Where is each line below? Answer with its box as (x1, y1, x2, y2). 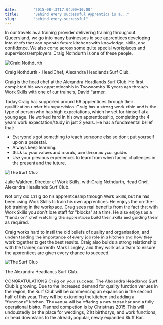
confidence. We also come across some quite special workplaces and (5, 45, 145, 51)
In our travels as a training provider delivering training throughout (5, 30, 136, 36)
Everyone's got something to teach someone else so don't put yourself (12, 134, 155, 140)
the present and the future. (12, 160, 67, 166)
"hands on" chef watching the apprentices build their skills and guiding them (5, 215, 159, 220)
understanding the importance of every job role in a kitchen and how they (5, 234, 152, 240)
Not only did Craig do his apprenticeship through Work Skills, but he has (5, 194, 150, 199)
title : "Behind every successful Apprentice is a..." (5, 12, 130, 17)
